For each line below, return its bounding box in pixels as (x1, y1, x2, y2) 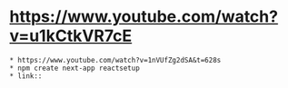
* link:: (9, 71, 43, 81)
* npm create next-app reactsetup (9, 64, 141, 73)
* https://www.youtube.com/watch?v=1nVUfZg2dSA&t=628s (9, 55, 222, 64)
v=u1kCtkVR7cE (9, 25, 133, 46)
